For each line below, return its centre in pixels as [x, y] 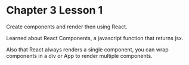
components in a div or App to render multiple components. [80, 56]
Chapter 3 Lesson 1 [55, 10]
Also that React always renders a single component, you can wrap [87, 49]
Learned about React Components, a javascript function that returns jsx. [95, 38]
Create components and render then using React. [67, 27]
